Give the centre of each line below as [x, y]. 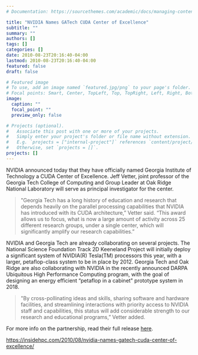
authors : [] [21, 39]
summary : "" [21, 33]
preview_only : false [37, 115]
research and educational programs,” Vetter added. [83, 317]
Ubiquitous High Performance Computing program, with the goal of [88, 274]
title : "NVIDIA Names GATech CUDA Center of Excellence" [77, 22]
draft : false [22, 71]
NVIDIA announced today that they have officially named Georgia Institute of [99, 170]
